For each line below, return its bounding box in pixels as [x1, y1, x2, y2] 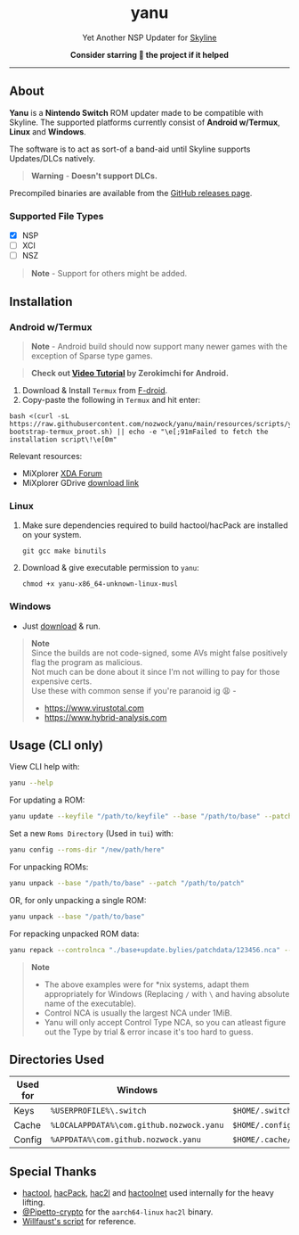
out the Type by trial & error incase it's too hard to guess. [44, 1026, 254, 1037]
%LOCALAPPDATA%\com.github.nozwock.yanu [50, 1120, 224, 1131]
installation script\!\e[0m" [9, 435, 117, 444]
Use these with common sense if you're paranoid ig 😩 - [30, 685, 237, 696]
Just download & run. [21, 621, 101, 631]
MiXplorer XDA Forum [21, 467, 102, 479]
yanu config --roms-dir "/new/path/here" [9, 845, 166, 854]
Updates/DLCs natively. [9, 152, 96, 163]
